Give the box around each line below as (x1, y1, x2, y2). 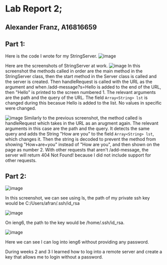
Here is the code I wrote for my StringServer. (5, 53, 97, 59)
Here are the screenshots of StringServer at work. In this (5, 63, 140, 69)
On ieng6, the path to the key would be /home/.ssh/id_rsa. (5, 219, 125, 225)
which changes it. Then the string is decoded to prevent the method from (5, 136, 156, 142)
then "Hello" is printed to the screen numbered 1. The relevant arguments (5, 89, 156, 95)
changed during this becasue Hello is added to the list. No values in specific (5, 100, 162, 106)
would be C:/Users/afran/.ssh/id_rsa (5, 200, 80, 206)
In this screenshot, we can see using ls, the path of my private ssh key (5, 195, 150, 201)
